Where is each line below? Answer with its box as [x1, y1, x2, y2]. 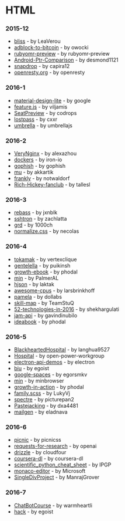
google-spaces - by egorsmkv [13, 371, 88, 378]
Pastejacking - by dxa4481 [13, 402, 78, 409]
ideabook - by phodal [13, 318, 66, 325]
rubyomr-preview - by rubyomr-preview [13, 50, 110, 57]
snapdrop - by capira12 [13, 63, 70, 70]
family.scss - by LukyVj [13, 390, 71, 397]
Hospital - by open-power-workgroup [13, 352, 105, 359]
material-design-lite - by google [13, 97, 91, 104]
